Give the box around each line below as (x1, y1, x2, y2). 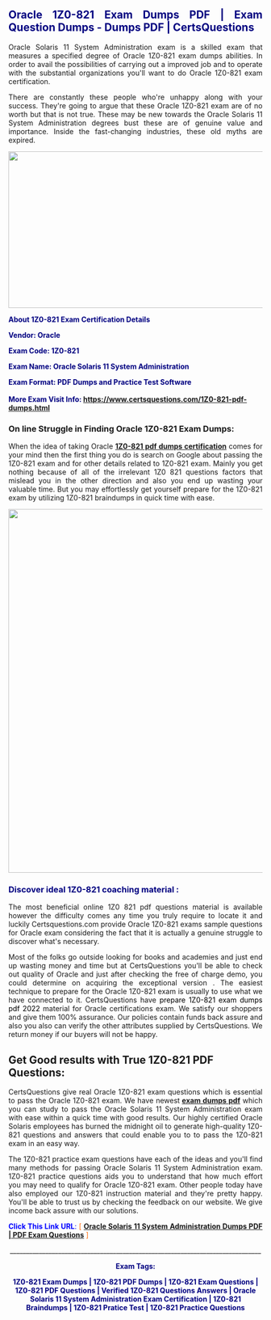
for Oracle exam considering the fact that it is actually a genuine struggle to (8, 928, 263, 938)
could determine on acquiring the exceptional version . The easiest (8, 978, 263, 988)
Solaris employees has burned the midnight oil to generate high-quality (8, 1121, 246, 1132)
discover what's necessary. (8, 937, 100, 947)
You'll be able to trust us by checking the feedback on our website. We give (8, 1197, 263, 1207)
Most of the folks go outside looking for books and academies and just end (8, 952, 263, 962)
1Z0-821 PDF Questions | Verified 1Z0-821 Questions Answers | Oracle (15, 1286, 256, 1296)
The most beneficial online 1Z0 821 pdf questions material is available (8, 902, 263, 912)
